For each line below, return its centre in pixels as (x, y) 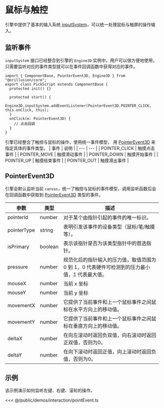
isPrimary (18, 246)
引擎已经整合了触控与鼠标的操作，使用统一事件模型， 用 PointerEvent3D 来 (80, 142)
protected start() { (30, 97)
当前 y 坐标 (76, 293)
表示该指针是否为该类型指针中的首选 (105, 243)
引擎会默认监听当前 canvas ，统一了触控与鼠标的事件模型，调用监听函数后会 (81, 189)
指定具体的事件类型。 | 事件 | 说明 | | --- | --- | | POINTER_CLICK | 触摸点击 (80, 148)
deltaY (15, 355)
